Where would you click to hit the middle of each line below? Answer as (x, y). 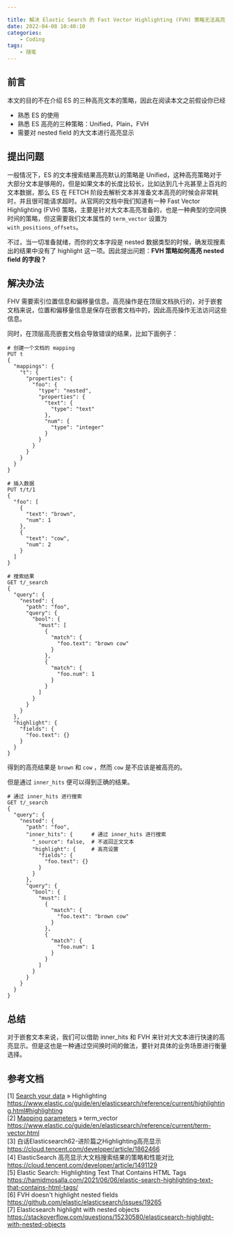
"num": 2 (38, 545)
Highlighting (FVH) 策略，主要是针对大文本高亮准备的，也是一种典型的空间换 (117, 209)
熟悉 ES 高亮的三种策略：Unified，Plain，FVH (83, 123)
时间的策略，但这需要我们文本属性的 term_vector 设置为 (87, 218)
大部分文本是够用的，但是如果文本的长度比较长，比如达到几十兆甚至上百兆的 (117, 183)
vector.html (23, 1133)
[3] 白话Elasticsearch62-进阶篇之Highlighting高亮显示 (84, 1142)
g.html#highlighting (35, 1111)
